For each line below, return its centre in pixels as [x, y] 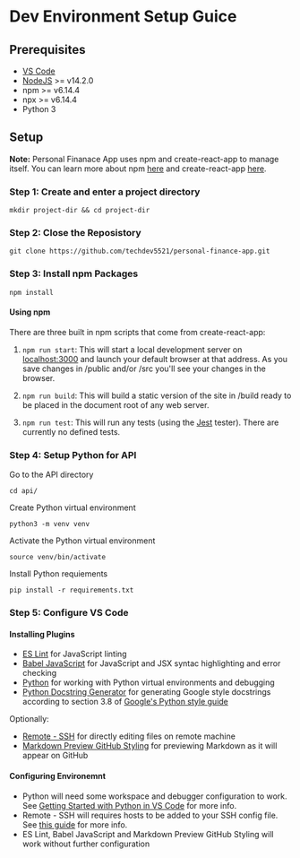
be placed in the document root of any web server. [116, 404]
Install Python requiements [59, 574]
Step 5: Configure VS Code [69, 613]
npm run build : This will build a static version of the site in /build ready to [157, 395]
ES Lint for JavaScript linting [74, 654]
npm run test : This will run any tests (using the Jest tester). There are [150, 422]
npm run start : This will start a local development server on [132, 349]
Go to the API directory [51, 475]
